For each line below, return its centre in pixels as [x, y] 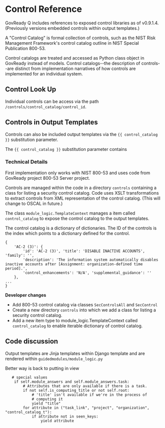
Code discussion [32, 341]
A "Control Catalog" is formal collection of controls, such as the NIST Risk [81, 38]
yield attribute [57, 421]
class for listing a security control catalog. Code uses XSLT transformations [82, 193]
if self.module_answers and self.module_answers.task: [72, 382]
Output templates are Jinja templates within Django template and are [75, 353]
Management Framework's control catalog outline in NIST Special [72, 43]
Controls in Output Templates [52, 122]
